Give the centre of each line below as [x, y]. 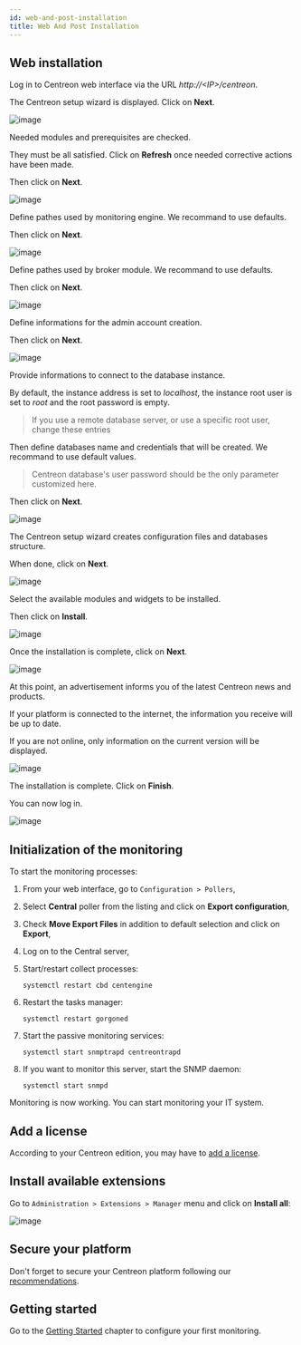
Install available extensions [88, 1181]
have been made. [42, 165]
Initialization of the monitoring [96, 850]
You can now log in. [46, 804]
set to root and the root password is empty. [89, 402]
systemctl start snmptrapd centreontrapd [101, 1052]
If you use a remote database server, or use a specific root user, [150, 420]
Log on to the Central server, [75, 952]
